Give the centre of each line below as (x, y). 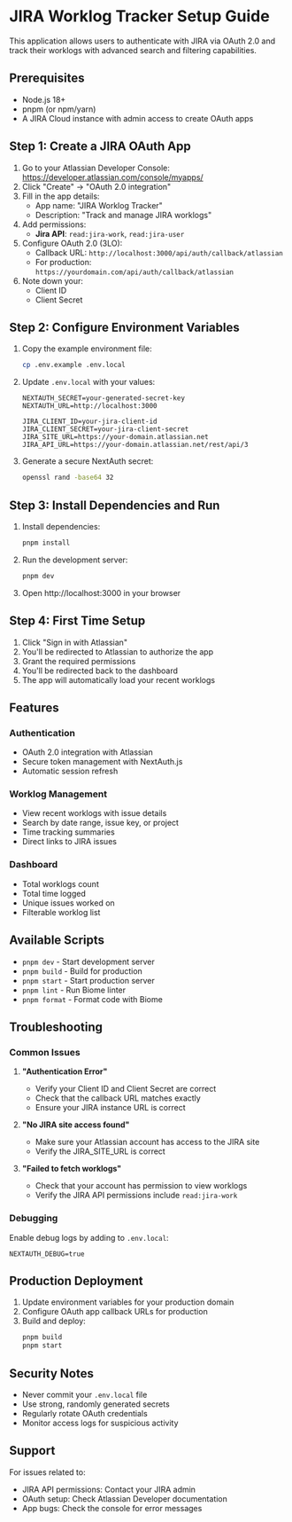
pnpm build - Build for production (82, 971)
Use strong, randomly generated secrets (96, 1404)
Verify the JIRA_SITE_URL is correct (100, 1151)
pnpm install (46, 543)
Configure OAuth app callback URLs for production (115, 1312)
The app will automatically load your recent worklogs (118, 679)
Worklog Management (58, 794)
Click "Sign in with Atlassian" (75, 642)
